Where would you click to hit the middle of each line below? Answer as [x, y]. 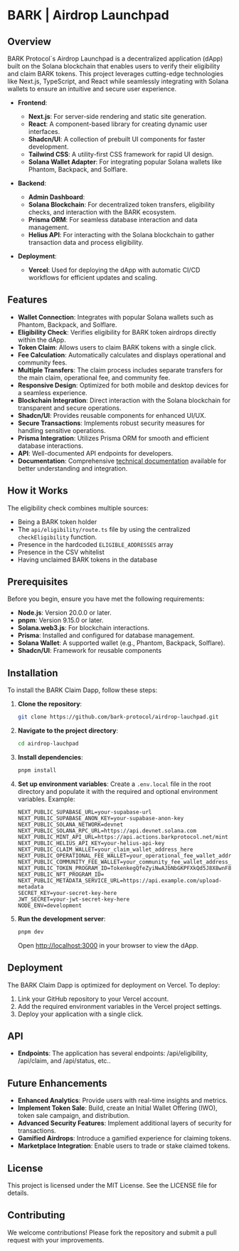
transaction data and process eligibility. [86, 242]
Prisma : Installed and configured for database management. [106, 635]
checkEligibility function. [57, 537]
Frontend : [32, 103]
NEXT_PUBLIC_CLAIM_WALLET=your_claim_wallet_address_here [105, 849]
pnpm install [37, 770]
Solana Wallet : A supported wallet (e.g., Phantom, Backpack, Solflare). [121, 643]
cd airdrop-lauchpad [48, 744]
